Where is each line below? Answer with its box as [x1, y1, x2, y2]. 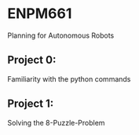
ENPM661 [7, 5, 72, 23]
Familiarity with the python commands [7, 74, 131, 83]
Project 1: [7, 97, 54, 111]
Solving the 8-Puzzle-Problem [7, 118, 105, 127]
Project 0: [7, 53, 57, 67]
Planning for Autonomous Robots [7, 31, 115, 40]
